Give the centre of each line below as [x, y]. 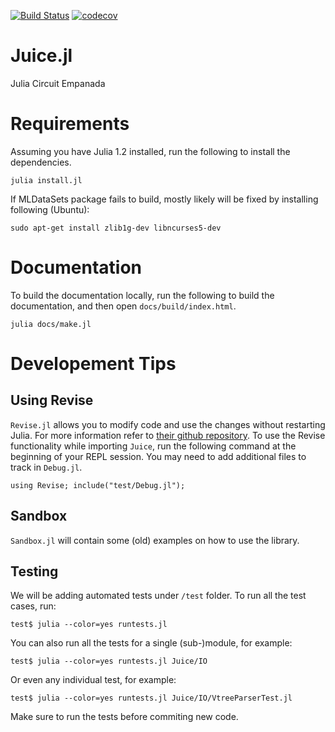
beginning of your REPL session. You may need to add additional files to [158, 456]
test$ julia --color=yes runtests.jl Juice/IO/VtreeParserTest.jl [151, 698]
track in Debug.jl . [46, 467]
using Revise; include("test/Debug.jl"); [98, 485]
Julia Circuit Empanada [58, 83]
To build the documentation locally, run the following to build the [142, 295]
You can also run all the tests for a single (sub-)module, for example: [151, 643]
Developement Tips [93, 364]
